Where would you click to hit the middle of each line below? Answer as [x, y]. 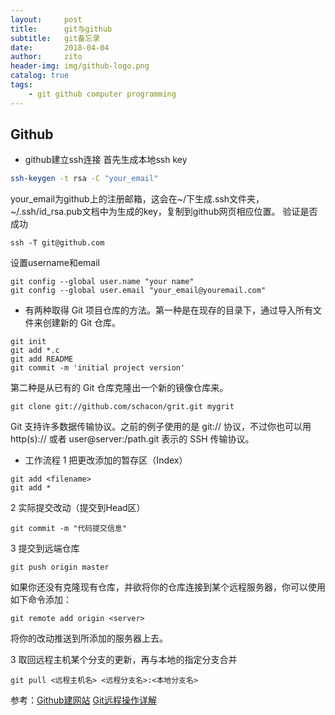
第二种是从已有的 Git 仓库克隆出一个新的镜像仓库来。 [119, 388]
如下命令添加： [41, 600]
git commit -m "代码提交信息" [68, 529]
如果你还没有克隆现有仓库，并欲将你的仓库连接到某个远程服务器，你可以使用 [168, 587]
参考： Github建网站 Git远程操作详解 [83, 700]
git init [28, 342]
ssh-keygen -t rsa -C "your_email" [84, 179]
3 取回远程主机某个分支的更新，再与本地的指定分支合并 [124, 660]
